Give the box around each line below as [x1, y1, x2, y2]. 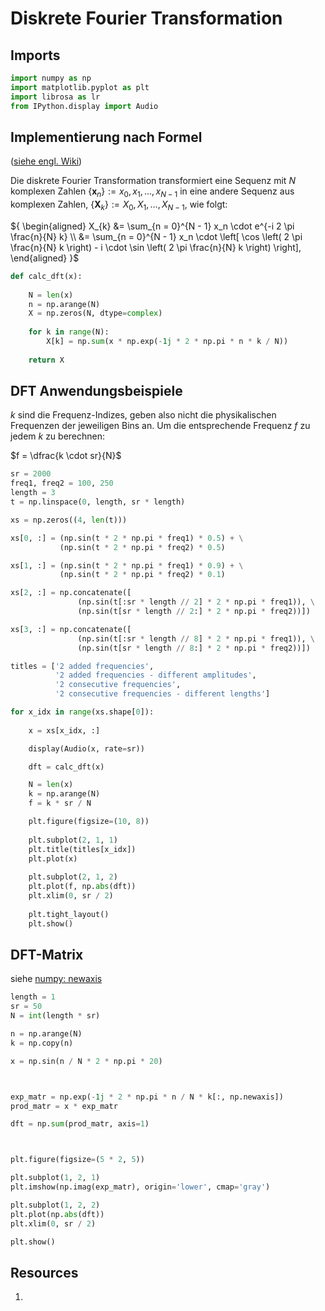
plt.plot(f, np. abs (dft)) [28, 882, 137, 892]
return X [28, 355, 65, 365]
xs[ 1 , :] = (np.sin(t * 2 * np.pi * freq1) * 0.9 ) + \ [10, 560, 244, 571]
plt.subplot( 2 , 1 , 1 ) [28, 835, 118, 845]
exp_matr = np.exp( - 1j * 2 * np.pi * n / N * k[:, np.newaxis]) [10, 1092, 284, 1102]
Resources [10, 1264, 79, 1281]
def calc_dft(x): [10, 271, 83, 281]
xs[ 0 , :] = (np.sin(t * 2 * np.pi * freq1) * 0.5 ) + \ [10, 533, 244, 543]
